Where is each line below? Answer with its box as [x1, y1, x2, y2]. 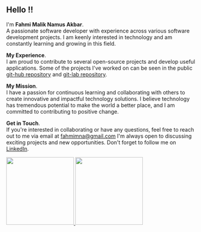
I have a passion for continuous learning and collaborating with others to [6, 88, 185, 96]
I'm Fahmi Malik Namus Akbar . [6, 20, 84, 28]
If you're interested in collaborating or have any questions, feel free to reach [6, 126, 194, 133]
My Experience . [6, 51, 46, 59]
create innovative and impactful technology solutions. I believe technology [6, 95, 190, 102]
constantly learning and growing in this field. [6, 40, 116, 47]
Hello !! [6, 5, 34, 15]
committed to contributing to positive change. [6, 108, 119, 115]
